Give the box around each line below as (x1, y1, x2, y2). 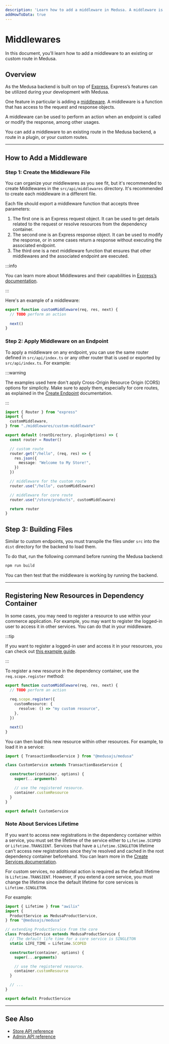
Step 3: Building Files (5, 525, 73, 533)
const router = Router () (10, 437, 62, 442)
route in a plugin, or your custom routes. (5, 134, 89, 140)
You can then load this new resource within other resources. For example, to (5, 738, 163, 745)
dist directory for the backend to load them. (5, 544, 97, 550)
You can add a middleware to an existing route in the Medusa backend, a (5, 129, 156, 135)
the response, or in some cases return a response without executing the (12, 237, 162, 243)
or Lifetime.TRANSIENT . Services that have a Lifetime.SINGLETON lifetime (5, 842, 154, 848)
